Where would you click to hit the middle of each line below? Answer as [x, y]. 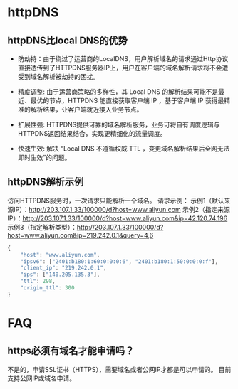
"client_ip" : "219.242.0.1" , [63, 268]
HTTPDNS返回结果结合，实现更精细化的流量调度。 [92, 133]
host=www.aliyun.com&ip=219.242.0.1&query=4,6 [81, 235]
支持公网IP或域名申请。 [42, 378]
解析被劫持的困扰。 [71, 76]
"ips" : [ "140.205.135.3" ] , [60, 275]
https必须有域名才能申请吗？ [71, 351]
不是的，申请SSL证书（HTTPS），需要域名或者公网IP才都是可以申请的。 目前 [119, 369]
